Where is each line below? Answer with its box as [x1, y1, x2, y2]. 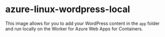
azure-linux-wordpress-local [5, 4, 130, 15]
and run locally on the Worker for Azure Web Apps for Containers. [5, 25, 143, 31]
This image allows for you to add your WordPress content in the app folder [5, 20, 160, 26]
